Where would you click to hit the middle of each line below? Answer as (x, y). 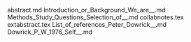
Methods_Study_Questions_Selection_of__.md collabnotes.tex (95, 17)
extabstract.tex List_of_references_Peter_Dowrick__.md (87, 24)
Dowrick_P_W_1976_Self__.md (50, 32)
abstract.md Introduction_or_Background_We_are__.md (86, 10)
